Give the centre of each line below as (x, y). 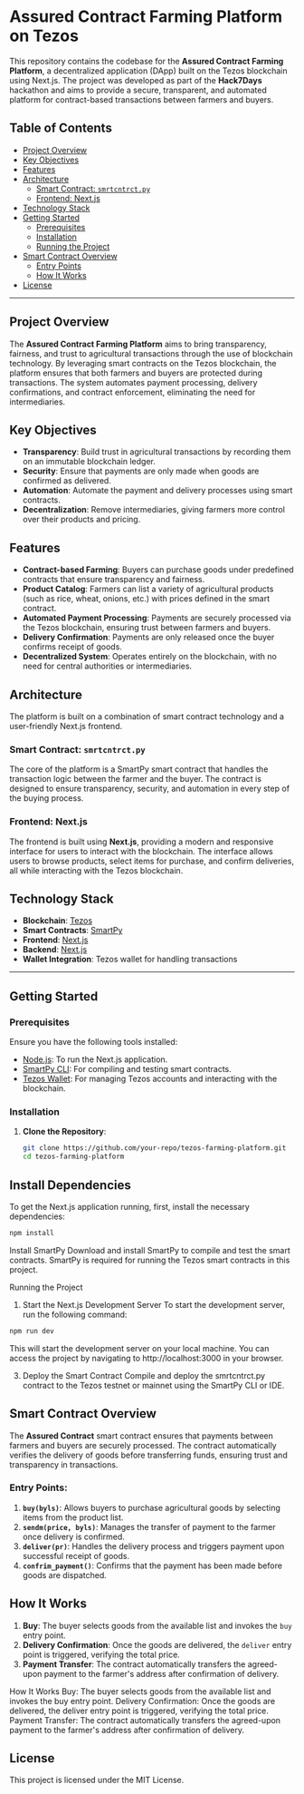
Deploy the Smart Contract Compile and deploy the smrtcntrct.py (143, 1375)
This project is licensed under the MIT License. (97, 1780)
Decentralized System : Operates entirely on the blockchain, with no (150, 657)
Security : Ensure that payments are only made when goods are (141, 471)
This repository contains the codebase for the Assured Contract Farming (147, 61)
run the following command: (75, 1314)
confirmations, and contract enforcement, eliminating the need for (133, 392)
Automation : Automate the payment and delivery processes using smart (157, 491)
